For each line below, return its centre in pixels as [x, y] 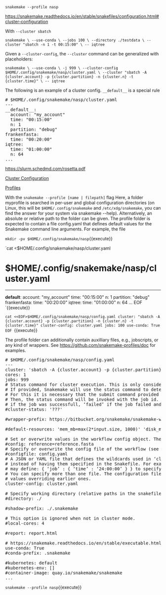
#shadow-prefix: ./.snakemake [42, 508]
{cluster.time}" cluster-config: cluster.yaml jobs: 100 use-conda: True [83, 325]
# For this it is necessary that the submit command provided [82, 394]
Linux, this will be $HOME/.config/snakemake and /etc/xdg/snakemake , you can [83, 208]
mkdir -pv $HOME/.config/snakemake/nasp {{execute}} [59, 239]
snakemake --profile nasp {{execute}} [43, 587]
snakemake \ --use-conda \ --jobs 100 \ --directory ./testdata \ [75, 40]
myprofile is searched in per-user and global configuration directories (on [80, 203]
